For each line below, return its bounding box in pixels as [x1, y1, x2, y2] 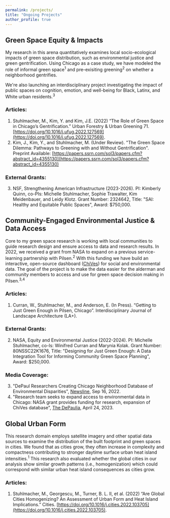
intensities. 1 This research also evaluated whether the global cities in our [5, 454, 157, 461]
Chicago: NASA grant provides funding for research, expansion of [12, 399, 151, 405]
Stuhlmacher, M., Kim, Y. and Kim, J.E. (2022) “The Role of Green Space [12, 118, 164, 124]
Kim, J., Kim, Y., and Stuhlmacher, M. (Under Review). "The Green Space [12, 139, 165, 145]
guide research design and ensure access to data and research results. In [5, 243, 159, 249]
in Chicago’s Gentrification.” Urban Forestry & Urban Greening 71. [12, 123, 150, 129]
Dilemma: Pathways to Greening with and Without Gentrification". [12, 145, 149, 151]
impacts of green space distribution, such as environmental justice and [5, 55, 154, 61]
